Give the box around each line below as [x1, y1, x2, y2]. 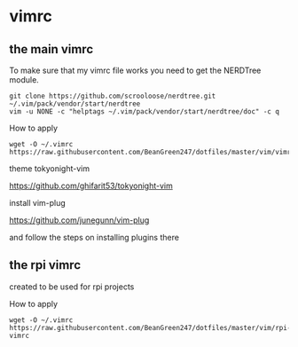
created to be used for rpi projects [9, 281, 135, 292]
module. [9, 75, 40, 85]
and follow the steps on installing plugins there [9, 233, 180, 242]
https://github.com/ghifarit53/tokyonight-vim [9, 180, 173, 191]
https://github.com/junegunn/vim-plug [9, 215, 150, 225]
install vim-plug [9, 198, 67, 208]
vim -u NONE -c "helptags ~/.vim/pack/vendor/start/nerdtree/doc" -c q [9, 107, 279, 116]
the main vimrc [9, 42, 94, 57]
